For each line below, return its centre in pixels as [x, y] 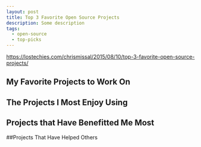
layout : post [23, 12]
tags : [13, 28]
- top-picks [27, 40]
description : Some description [45, 23]
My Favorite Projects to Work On [68, 82]
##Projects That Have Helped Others [52, 137]
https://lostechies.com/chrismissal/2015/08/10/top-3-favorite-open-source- [100, 57]
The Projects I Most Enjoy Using [67, 102]
